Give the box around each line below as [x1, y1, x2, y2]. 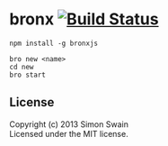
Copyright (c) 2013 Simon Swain [9, 118, 128, 130]
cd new [9, 62, 34, 71]
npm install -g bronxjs [9, 39, 99, 48]
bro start [9, 70, 47, 79]
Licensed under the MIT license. [9, 128, 128, 139]
